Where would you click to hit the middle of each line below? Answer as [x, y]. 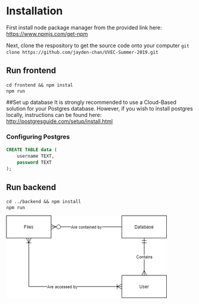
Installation [35, 11]
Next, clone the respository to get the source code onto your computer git [98, 45]
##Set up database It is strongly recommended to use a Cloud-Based [91, 102]
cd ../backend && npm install [44, 202]
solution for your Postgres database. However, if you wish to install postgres [100, 108]
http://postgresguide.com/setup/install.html [60, 121]
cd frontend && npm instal [40, 85]
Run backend [31, 187]
